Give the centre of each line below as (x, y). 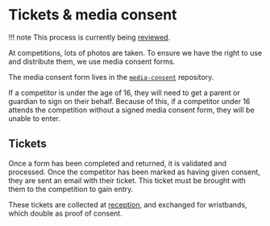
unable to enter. (34, 118)
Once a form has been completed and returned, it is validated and (118, 163)
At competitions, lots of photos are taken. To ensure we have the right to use (135, 52)
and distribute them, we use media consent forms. (92, 61)
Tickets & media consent (93, 15)
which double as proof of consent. (65, 213)
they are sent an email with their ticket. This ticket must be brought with (127, 180)
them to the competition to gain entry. (71, 189)
